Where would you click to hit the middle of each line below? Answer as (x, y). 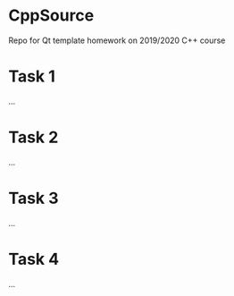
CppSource (51, 16)
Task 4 (34, 259)
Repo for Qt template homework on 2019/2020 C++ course (117, 40)
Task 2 (33, 137)
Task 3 (33, 199)
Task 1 (32, 76)
